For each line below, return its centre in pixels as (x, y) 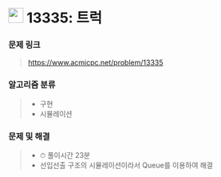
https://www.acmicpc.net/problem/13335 (95, 63)
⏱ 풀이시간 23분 (65, 155)
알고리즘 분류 (32, 85)
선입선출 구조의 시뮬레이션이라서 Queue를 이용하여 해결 (126, 165)
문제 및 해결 (29, 136)
